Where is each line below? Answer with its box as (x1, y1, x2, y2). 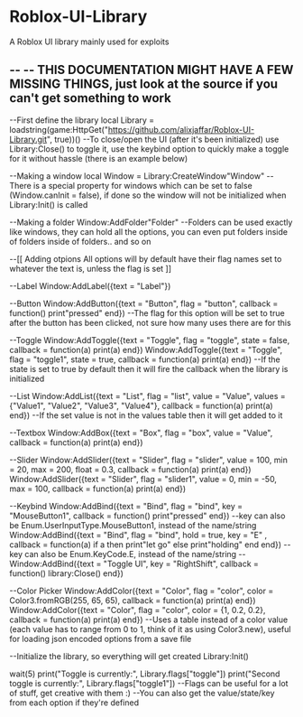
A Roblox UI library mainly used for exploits (9, 36, 170, 47)
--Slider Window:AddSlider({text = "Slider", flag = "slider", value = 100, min (9, 454, 289, 465)
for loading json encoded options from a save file (9, 633, 192, 644)
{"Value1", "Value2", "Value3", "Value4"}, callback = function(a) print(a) (9, 400, 273, 411)
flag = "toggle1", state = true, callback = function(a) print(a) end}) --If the (9, 354, 281, 365)
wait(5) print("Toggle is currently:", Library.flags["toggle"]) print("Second (9, 668, 280, 679)
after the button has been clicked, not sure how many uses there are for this (9, 317, 291, 328)
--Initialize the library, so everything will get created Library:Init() (9, 650, 250, 661)
